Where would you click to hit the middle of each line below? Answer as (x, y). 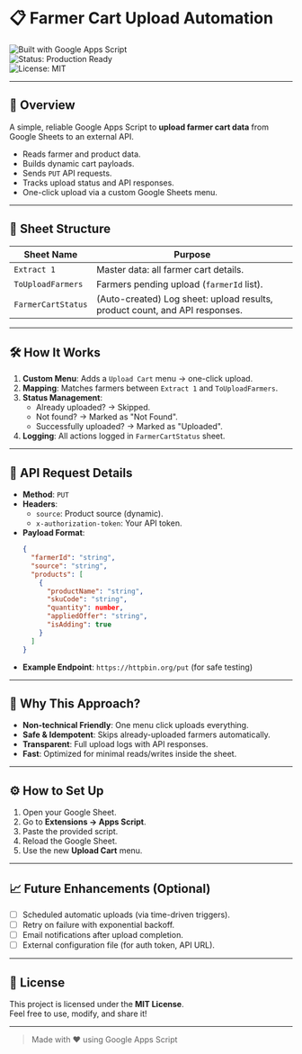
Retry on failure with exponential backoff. (98, 925)
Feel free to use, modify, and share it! (78, 1013)
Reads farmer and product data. (81, 154)
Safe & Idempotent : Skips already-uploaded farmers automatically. (147, 734)
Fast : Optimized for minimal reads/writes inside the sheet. (129, 754)
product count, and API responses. (169, 310)
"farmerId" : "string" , (73, 558)
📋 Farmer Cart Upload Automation (142, 18)
